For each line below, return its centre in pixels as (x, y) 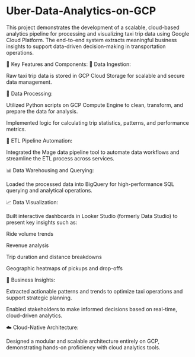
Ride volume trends (30, 233)
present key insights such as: (42, 222)
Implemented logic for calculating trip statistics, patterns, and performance (98, 122)
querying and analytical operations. (49, 190)
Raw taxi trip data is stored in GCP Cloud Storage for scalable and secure (95, 75)
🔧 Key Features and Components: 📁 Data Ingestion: (69, 64)
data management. (29, 82)
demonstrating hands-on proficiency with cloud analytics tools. (83, 347)
